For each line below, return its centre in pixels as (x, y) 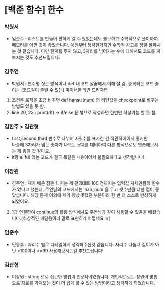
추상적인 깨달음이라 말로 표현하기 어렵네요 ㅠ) (67, 218)
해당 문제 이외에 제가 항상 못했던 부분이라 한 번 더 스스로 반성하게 (93, 195)
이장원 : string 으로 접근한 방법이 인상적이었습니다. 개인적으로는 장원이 (80, 276)
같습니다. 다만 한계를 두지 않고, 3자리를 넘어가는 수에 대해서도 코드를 (89, 51)
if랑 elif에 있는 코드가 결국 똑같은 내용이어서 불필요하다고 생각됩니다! (78, 157)
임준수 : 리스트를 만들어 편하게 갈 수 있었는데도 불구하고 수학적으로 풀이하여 (85, 39)
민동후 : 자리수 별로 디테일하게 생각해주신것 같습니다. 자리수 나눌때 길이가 (83, 244)
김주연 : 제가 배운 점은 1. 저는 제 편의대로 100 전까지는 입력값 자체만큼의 (81, 183)
